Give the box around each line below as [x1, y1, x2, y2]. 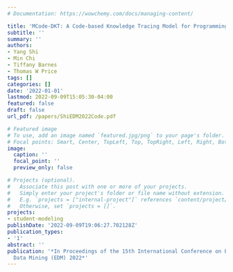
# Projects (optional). [7, 177, 76, 184]
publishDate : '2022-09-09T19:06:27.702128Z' [7, 222, 138, 229]
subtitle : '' [7, 29, 45, 36]
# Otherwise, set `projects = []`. [7, 203, 116, 210]
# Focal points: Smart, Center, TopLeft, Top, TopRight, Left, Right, [7, 138, 216, 146]
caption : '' [13, 151, 49, 158]
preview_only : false [13, 164, 73, 171]
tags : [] [7, 74, 33, 81]
